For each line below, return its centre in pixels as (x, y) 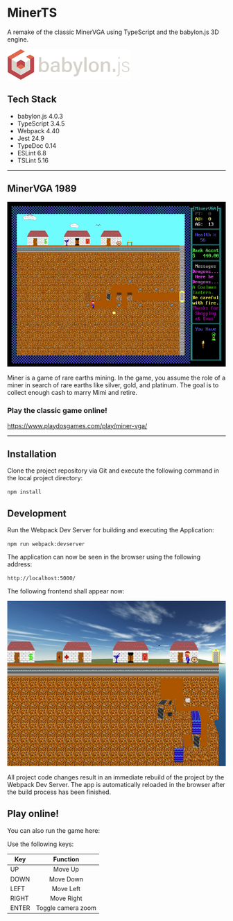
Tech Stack (32, 100)
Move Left (66, 888)
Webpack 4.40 (38, 130)
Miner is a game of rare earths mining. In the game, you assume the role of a (116, 378)
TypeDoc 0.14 (37, 145)
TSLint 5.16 (33, 160)
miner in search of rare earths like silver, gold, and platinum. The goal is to (113, 385)
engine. (18, 39)
